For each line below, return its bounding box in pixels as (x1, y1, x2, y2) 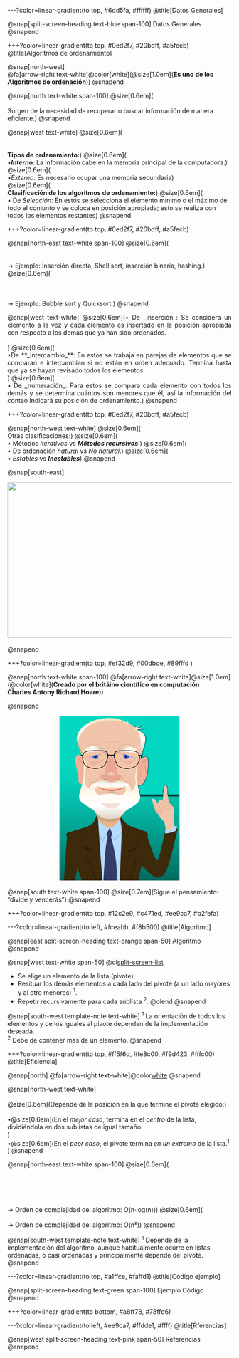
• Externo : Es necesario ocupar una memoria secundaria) (7, 174, 174, 182)
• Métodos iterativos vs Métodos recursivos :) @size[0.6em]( (7, 439, 187, 447)
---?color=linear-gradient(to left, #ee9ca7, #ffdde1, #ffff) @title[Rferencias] (7, 1321, 227, 1330)
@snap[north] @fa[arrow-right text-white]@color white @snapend (7, 1071, 201, 1080)
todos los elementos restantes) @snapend (7, 211, 132, 219)
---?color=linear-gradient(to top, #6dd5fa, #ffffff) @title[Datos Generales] (7, 6, 223, 14)
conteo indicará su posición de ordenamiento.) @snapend (7, 397, 178, 404)
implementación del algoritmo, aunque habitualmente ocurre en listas (7, 1243, 211, 1252)
